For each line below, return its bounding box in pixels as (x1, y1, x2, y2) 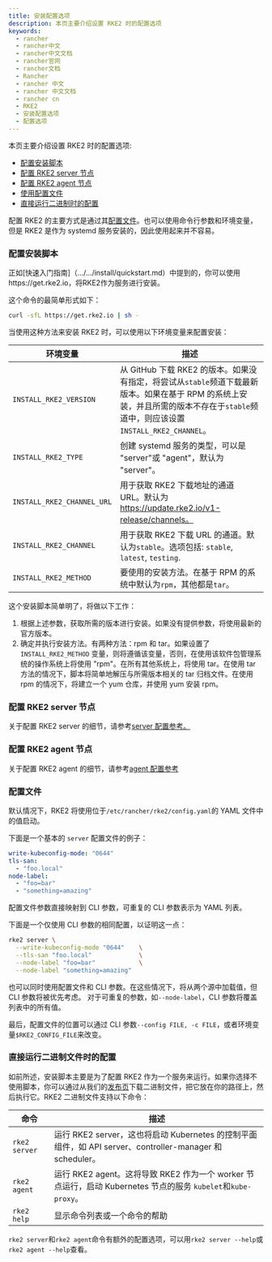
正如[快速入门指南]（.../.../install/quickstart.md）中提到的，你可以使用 (8, 268, 241, 278)
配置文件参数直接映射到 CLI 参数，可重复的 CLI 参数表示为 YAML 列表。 (8, 903, 247, 913)
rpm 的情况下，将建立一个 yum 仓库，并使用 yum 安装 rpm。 (19, 679, 223, 689)
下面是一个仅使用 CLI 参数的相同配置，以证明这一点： (8, 920, 187, 930)
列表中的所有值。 (8, 1002, 66, 1012)
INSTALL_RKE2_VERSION (12, 395, 96, 404)
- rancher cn (15, 95, 60, 103)
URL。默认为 (120, 492, 168, 503)
